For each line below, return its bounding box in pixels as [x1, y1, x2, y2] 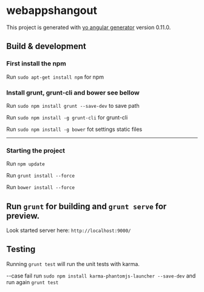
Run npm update [6, 160, 46, 167]
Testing [6, 244, 36, 254]
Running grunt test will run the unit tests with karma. [6, 260, 140, 267]
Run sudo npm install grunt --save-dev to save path [6, 102, 140, 109]
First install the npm [6, 59, 67, 68]
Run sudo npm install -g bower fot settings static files [6, 125, 143, 133]
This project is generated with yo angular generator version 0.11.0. [6, 24, 171, 31]
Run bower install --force [6, 184, 75, 191]
